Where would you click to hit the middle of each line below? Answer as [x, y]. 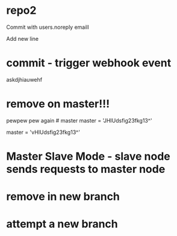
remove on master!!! [58, 104]
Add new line [23, 38]
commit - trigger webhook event [89, 63]
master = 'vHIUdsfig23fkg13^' [43, 132]
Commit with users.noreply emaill [48, 27]
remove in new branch [63, 197]
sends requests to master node [86, 169]
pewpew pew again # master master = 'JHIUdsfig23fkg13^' [79, 120]
